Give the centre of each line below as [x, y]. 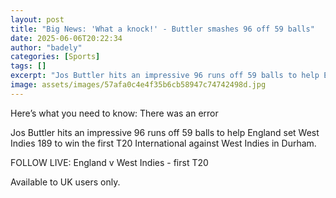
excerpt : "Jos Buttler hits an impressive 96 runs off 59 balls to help [165, 76]
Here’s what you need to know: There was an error [114, 113]
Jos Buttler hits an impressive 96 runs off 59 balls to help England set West [165, 132]
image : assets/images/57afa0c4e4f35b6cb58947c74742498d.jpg [138, 85]
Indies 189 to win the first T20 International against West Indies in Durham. [163, 143]
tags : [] [28, 66]
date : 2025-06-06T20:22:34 [66, 38]
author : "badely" [46, 47]
